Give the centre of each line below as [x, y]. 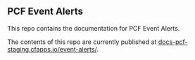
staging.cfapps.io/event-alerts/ [52, 49]
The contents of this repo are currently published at [82, 42]
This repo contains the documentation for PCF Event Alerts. [94, 28]
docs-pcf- [173, 42]
